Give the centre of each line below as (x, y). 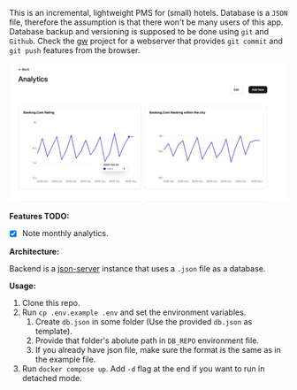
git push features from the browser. (75, 50)
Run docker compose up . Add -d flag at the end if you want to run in (143, 368)
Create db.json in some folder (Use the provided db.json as (144, 321)
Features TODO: (39, 217)
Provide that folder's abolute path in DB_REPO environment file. (147, 340)
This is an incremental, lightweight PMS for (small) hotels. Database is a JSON (148, 13)
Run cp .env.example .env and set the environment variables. (134, 312)
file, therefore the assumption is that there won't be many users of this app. (146, 22)
